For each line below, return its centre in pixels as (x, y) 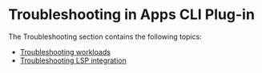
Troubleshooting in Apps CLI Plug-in (131, 15)
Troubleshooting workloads (65, 52)
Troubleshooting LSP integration (73, 60)
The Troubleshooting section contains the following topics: (105, 36)
